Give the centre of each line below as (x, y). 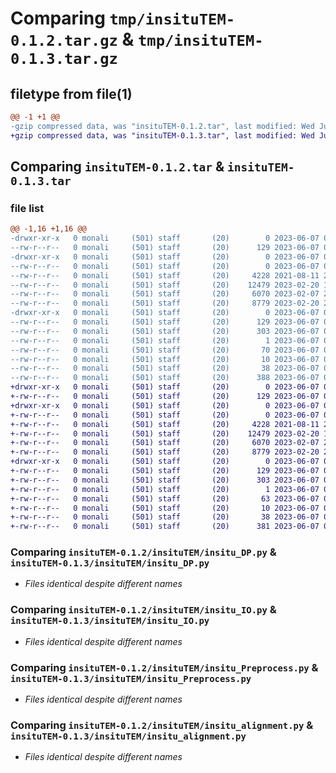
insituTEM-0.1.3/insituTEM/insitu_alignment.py (128, 736)
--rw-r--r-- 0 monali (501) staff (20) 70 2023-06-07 (165, 350)
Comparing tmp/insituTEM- (123, 18)
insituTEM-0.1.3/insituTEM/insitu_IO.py (110, 621)
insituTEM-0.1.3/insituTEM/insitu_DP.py (110, 563)
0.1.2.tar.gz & (72, 39)
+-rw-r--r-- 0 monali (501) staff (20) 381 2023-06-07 (165, 527)
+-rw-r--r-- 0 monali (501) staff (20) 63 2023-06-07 (165, 498)
